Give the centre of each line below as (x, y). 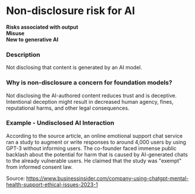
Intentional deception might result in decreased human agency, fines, (90, 101)
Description (23, 55)
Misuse (15, 33)
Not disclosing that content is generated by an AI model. (74, 67)
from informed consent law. (39, 167)
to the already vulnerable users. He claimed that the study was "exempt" (94, 161)
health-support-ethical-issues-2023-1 (52, 184)
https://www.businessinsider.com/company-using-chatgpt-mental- (107, 178)
